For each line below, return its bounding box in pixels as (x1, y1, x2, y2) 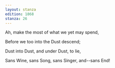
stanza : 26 (5, 16, 28, 21)
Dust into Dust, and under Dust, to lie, (5, 48, 81, 54)
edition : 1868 (5, 12, 34, 17)
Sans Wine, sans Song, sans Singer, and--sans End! (5, 58, 111, 64)
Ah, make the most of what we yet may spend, (5, 30, 99, 35)
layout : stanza (5, 7, 36, 12)
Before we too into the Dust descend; (5, 39, 81, 45)
